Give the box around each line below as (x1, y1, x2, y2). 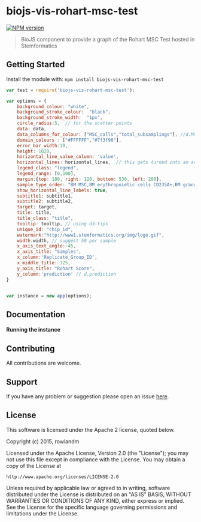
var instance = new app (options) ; (6, 293, 93, 299)
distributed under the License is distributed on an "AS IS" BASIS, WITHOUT (6, 491, 191, 498)
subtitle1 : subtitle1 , (17, 193, 74, 199)
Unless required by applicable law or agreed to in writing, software (6, 484, 170, 491)
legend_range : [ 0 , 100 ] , (17, 171, 77, 177)
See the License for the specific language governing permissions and (6, 503, 178, 511)
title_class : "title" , (17, 215, 74, 221)
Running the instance (6, 326, 61, 333)
